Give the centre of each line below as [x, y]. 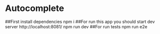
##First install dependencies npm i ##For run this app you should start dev [80, 22]
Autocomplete [35, 8]
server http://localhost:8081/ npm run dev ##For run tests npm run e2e [76, 26]
